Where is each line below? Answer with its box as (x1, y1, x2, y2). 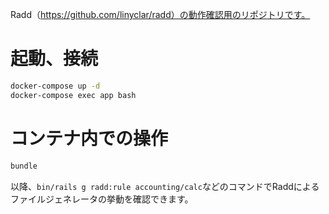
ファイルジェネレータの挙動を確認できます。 (10, 193, 194, 205)
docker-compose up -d (10, 81, 101, 91)
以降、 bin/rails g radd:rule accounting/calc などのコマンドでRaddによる (10, 180, 320, 192)
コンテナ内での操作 (10, 127, 169, 150)
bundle (10, 161, 38, 171)
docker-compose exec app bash (10, 90, 137, 100)
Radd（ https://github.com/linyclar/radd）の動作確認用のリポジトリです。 (10, 9, 311, 20)
